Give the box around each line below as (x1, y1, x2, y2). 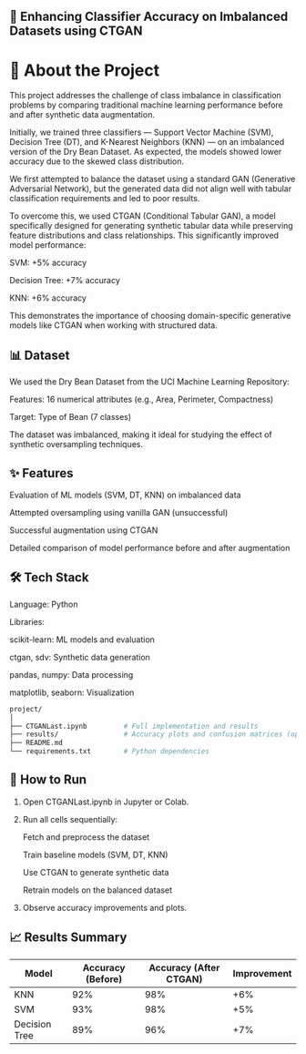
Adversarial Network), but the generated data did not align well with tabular (9, 183, 292, 194)
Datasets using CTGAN (9, 24, 143, 39)
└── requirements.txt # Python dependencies (9, 747, 209, 756)
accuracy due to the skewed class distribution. (9, 156, 185, 167)
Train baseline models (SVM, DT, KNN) (22, 849, 168, 860)
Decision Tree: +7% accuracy (9, 275, 121, 286)
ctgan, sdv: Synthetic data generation (9, 651, 150, 662)
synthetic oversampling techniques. (9, 439, 144, 450)
